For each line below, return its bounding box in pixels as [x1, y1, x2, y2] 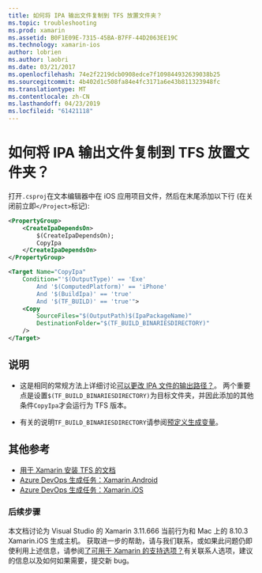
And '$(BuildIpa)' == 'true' [36, 290, 133, 298]
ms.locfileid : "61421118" [8, 108, 93, 116]
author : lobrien [8, 48, 62, 56]
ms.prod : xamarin [8, 26, 65, 34]
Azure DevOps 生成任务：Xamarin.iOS [19, 484, 144, 495]
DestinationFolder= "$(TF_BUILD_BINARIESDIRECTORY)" [36, 320, 211, 328]
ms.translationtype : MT [8, 85, 87, 93]
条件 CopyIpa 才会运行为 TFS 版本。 [19, 400, 132, 410]
